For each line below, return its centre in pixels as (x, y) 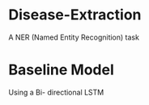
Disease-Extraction (75, 15)
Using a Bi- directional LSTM (56, 92)
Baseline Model (62, 70)
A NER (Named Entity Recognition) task (74, 37)
